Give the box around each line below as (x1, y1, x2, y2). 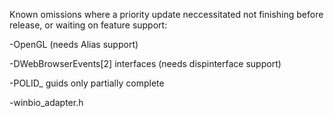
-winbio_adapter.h (9, 97, 84, 108)
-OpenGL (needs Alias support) (9, 39, 139, 50)
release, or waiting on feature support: (9, 19, 168, 31)
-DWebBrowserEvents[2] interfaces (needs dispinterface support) (9, 58, 282, 69)
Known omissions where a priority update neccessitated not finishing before (9, 9, 324, 20)
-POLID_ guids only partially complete (9, 77, 165, 89)
